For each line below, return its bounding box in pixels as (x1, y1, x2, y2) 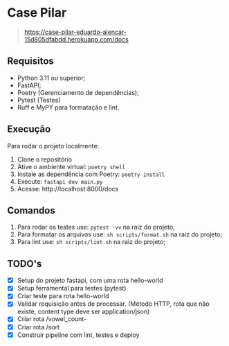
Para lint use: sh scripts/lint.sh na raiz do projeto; (17, 238, 166, 246)
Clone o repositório (17, 155, 73, 164)
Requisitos (7, 55, 54, 67)
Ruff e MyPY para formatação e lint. (17, 103, 120, 112)
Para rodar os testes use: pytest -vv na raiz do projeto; (17, 223, 175, 232)
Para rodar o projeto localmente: (7, 141, 100, 150)
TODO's (7, 258, 42, 270)
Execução (7, 123, 51, 135)
